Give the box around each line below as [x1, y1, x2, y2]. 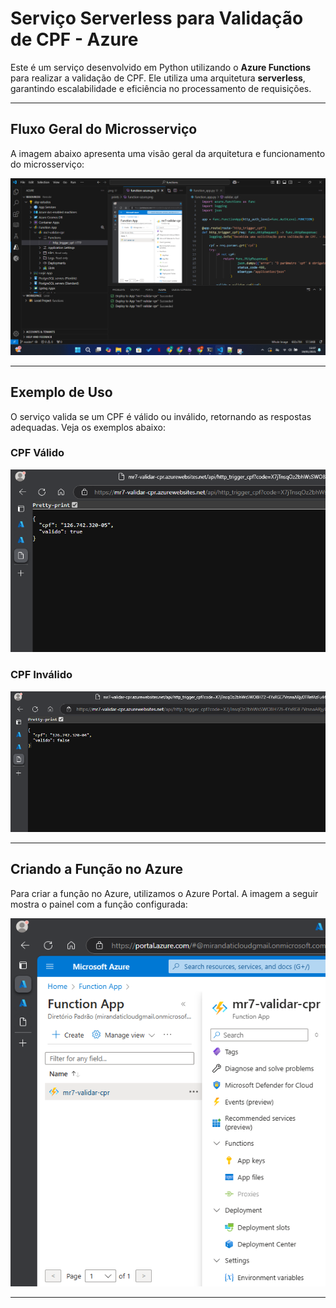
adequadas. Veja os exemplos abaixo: [10, 421, 166, 433]
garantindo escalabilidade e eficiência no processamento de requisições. [10, 82, 312, 94]
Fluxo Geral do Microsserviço [10, 121, 198, 138]
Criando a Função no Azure [10, 861, 184, 878]
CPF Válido [10, 446, 65, 460]
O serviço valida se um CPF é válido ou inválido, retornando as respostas [10, 410, 312, 422]
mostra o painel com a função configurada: [10, 898, 188, 910]
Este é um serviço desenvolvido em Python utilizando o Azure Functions [10, 61, 312, 73]
